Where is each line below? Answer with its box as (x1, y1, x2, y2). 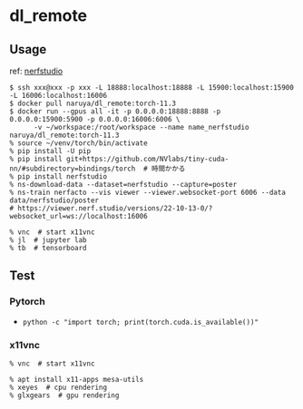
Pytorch (9, 296, 45, 308)
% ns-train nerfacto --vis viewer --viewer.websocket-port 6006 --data (9, 188, 286, 197)
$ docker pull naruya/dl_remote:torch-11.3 (9, 99, 177, 108)
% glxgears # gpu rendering (9, 391, 120, 400)
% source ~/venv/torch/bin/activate (9, 139, 148, 148)
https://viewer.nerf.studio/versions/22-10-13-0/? (17, 204, 213, 213)
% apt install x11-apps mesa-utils (9, 375, 144, 384)
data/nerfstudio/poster (9, 196, 100, 205)
